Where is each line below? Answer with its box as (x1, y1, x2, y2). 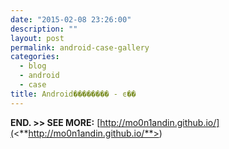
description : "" (10, 24, 78, 34)
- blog (19, 61, 47, 71)
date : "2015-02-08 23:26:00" (10, 14, 132, 25)
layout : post (10, 33, 65, 43)
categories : (10, 52, 60, 62)
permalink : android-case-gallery (10, 42, 150, 53)
